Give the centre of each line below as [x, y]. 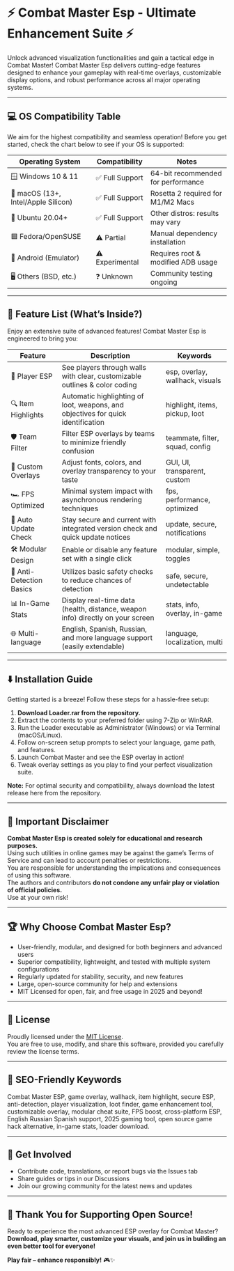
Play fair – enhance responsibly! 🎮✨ [61, 1260]
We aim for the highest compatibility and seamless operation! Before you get [117, 137]
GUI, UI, [179, 462]
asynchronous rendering [102, 499]
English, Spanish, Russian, [104, 629]
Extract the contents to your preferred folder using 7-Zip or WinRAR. [115, 720]
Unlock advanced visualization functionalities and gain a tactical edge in [111, 57]
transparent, [186, 471]
